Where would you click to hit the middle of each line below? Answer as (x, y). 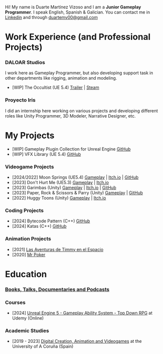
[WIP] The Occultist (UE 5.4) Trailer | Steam (56, 87)
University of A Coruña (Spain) (43, 346)
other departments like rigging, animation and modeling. (61, 78)
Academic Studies (27, 331)
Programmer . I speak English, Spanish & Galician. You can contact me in (78, 12)
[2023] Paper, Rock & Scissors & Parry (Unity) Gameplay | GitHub (77, 193)
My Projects (30, 135)
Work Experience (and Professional (78, 37)
